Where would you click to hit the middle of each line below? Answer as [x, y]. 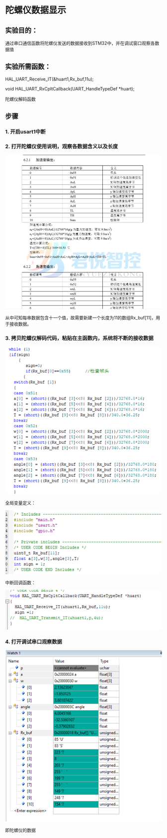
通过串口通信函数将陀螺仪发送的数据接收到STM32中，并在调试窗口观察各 [80, 43]
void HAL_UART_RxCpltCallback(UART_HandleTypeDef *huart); [70, 88]
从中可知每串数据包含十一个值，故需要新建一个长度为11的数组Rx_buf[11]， [81, 318]
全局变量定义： [20, 503]
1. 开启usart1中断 [26, 132]
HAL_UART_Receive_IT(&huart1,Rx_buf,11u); [49, 79]
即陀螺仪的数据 [20, 831]
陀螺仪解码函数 [20, 99]
